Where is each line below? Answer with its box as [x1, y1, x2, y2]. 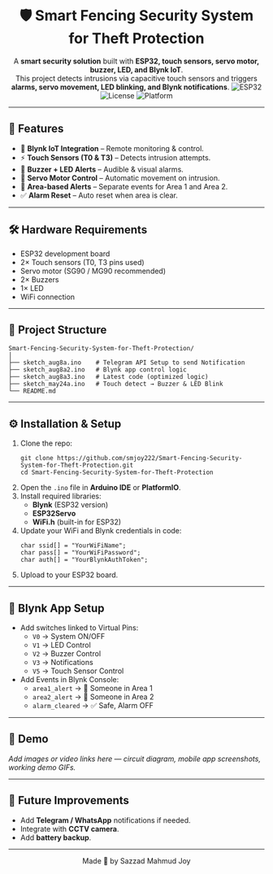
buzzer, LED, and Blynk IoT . [89, 64, 184, 74]
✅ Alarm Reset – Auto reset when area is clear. [19, 190, 179, 200]
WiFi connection [19, 292, 76, 302]
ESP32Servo [32, 509, 76, 519]
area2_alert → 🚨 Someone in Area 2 [32, 692, 154, 702]
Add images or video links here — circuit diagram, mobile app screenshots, [8, 754, 262, 763]
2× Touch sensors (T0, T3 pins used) [19, 257, 145, 267]
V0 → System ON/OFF [32, 632, 106, 641]
